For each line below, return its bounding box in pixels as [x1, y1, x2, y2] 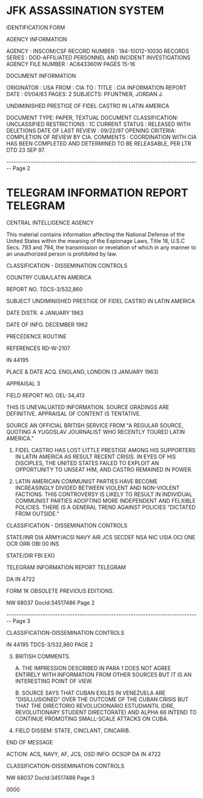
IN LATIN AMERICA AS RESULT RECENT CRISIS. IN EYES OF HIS [15, 453, 176, 460]
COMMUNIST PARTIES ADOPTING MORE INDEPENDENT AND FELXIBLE [15, 497, 196, 504]
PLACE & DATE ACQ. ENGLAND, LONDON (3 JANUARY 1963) [6, 368, 159, 375]
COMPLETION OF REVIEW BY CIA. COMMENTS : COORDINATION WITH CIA [6, 133, 197, 141]
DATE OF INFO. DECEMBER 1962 [6, 321, 88, 328]
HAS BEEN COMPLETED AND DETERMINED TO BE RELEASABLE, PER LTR [6, 139, 191, 147]
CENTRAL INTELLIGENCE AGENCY [6, 219, 94, 226]
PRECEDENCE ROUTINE [6, 332, 67, 340]
